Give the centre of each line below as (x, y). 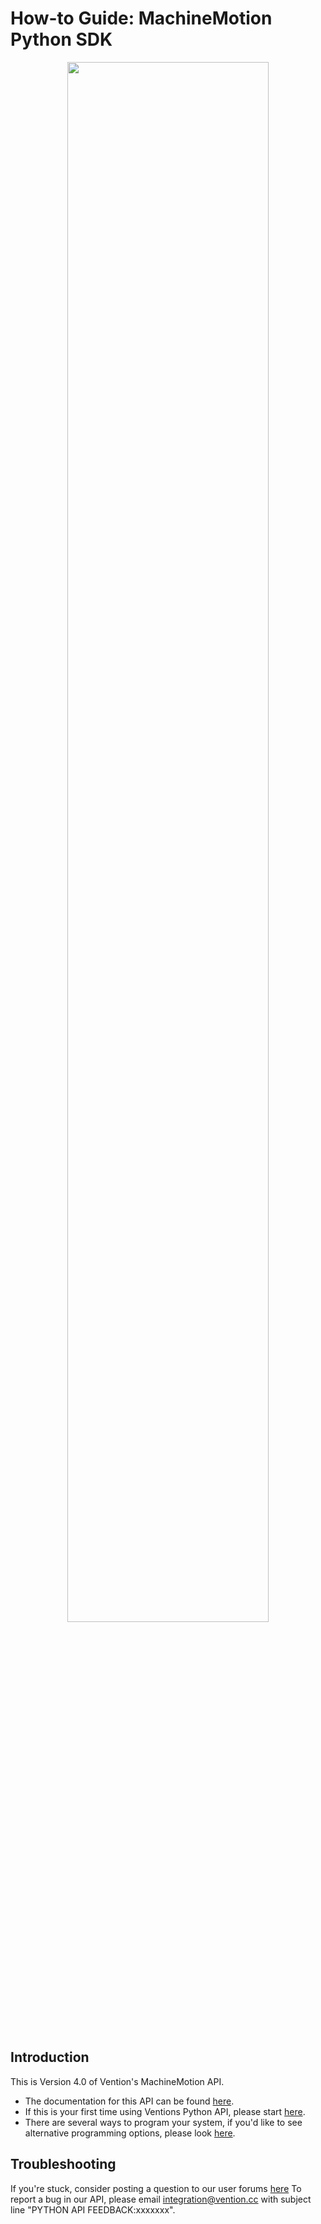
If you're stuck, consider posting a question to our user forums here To (156, 2188)
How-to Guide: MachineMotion (141, 18)
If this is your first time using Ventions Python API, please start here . (165, 2111)
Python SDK (61, 39)
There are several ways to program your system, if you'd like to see (163, 2122)
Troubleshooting (63, 2164)
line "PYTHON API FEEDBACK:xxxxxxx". (93, 2209)
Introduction (50, 2057)
